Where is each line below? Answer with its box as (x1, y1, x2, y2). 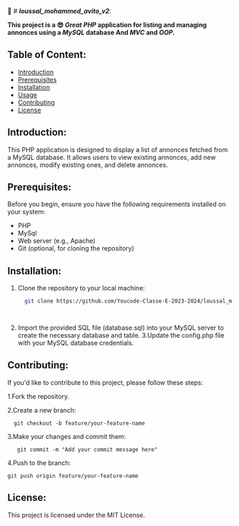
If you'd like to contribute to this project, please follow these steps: (7, 378, 203, 387)
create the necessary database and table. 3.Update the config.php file (17, 331, 225, 339)
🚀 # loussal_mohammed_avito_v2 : (7, 7, 112, 15)
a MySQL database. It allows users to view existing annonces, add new (7, 153, 216, 161)
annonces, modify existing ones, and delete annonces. (7, 161, 168, 169)
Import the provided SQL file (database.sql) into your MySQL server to (17, 323, 224, 332)
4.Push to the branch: (7, 458, 71, 467)
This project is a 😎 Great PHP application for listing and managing (7, 21, 207, 29)
